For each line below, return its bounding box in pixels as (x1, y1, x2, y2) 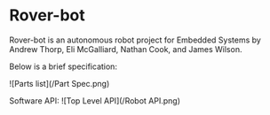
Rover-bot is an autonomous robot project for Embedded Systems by (9, 34, 262, 45)
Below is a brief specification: (9, 61, 118, 72)
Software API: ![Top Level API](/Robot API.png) (9, 95, 180, 106)
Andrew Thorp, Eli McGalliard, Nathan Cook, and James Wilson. (9, 43, 242, 54)
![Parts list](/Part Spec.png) (9, 78, 110, 88)
